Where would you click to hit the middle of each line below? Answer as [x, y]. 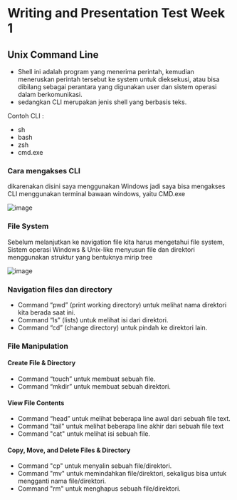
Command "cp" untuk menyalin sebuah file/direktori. [95, 466]
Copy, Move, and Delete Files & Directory [69, 450]
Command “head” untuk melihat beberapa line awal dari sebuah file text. [124, 419]
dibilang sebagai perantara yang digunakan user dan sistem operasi [117, 87]
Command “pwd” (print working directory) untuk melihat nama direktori [122, 305]
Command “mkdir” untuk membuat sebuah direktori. [94, 387]
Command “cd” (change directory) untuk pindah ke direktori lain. [112, 327]
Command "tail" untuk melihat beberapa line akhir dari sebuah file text [121, 427]
